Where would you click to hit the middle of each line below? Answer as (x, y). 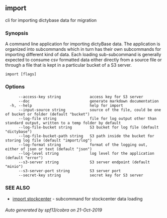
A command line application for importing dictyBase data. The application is (83, 44)
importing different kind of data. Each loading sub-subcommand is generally (83, 55)
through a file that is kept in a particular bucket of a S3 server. (68, 65)
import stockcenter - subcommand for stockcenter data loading (78, 199)
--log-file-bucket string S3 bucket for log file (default (88, 127)
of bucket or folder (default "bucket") (48, 114)
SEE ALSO (18, 188)
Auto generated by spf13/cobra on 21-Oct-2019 (54, 210)
